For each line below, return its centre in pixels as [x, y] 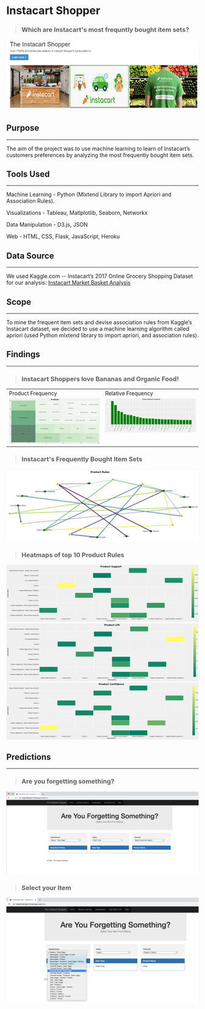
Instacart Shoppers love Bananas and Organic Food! [100, 379]
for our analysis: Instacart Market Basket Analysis [69, 283]
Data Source [30, 256]
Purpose [23, 128]
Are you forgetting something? [68, 781]
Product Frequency [33, 393]
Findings [23, 355]
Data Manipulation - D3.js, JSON [47, 225]
